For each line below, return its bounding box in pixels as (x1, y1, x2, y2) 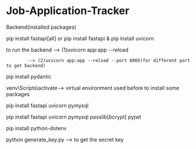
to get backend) (6, 63, 46, 69)
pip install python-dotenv (6, 124, 67, 131)
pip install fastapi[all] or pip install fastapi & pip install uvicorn (6, 35, 154, 42)
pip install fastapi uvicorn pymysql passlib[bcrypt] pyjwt (6, 113, 141, 120)
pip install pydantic (6, 73, 52, 80)
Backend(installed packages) (6, 23, 76, 31)
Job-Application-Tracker (6, 4, 130, 18)
